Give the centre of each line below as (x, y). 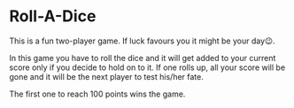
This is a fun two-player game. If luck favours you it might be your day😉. (143, 41)
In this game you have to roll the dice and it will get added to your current (143, 58)
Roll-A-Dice (53, 16)
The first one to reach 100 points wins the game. (97, 94)
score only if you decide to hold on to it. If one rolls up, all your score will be (147, 67)
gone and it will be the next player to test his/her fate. (106, 76)
